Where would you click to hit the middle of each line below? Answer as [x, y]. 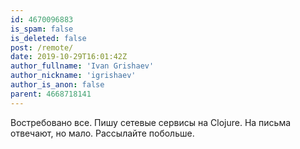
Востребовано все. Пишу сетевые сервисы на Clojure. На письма [151, 122]
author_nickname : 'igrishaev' [73, 76]
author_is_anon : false [57, 85]
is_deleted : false [48, 38]
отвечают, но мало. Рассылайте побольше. [102, 133]
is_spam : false [42, 29]
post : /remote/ [42, 47]
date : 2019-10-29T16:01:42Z [69, 57]
